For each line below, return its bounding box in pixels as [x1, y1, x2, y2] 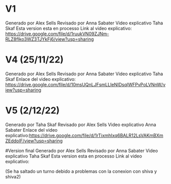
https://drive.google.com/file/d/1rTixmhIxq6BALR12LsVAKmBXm [28, 132, 164, 138]
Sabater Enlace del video [5, 127, 58, 133]
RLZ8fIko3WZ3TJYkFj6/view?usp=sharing [5, 36, 94, 42]
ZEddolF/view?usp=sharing [5, 138, 63, 144]
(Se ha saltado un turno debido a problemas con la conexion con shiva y [5, 168, 157, 174]
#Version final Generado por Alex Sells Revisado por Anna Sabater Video [5, 147, 158, 154]
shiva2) [5, 173, 21, 179]
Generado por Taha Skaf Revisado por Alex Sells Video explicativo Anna [5, 121, 156, 128]
